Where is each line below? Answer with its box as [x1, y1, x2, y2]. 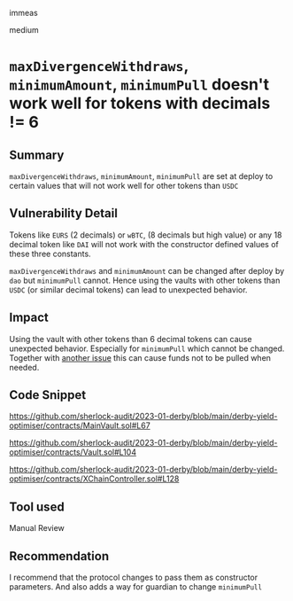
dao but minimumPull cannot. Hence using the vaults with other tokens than [9, 275, 281, 285]
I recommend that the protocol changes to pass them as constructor [9, 572, 258, 583]
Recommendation [9, 549, 109, 564]
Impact [9, 310, 49, 325]
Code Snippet [9, 387, 87, 402]
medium [9, 25, 39, 35]
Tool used [9, 499, 65, 514]
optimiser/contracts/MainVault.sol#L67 [9, 420, 150, 431]
